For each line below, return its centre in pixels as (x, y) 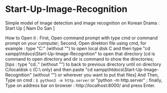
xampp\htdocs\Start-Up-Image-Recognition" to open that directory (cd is (80, 54)
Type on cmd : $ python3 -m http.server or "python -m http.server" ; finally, (84, 80)
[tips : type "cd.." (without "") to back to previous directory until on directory (83, 64)
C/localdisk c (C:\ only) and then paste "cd (49, 69)
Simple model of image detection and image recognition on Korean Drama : (82, 23)
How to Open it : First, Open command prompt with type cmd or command (82, 38)
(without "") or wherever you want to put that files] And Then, (96, 75)
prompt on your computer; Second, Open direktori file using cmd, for (76, 43)
